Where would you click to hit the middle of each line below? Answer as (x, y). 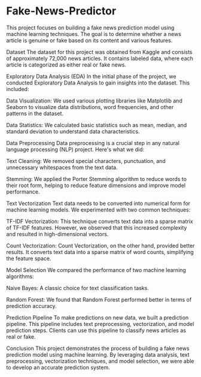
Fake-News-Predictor (61, 11)
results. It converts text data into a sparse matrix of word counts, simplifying (100, 252)
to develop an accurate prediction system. (58, 367)
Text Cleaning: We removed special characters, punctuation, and (86, 161)
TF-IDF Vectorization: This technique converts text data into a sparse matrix (100, 221)
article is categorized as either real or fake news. (66, 65)
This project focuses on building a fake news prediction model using (90, 28)
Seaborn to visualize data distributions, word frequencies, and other (90, 107)
